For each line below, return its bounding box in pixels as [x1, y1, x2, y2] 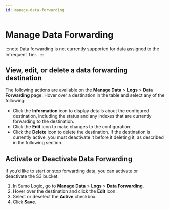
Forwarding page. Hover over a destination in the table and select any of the [5, 92, 165, 98]
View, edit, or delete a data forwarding [5, 66, 128, 74]
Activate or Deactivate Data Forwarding [5, 154, 133, 163]
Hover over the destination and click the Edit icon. [12, 188, 117, 194]
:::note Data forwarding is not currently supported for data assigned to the [5, 46, 159, 52]
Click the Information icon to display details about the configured [12, 108, 149, 114]
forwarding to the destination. [12, 118, 75, 124]
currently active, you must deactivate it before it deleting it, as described [12, 134, 164, 140]
